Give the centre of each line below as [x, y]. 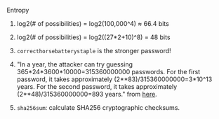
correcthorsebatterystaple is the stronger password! [94, 51]
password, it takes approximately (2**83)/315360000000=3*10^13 [114, 79]
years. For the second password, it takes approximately [97, 86]
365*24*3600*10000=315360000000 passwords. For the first [108, 72]
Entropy [18, 10]
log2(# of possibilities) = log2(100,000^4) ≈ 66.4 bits [93, 23]
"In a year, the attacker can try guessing [74, 64]
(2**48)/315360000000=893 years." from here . [87, 94]
